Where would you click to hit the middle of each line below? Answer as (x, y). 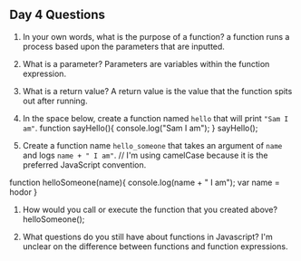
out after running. (55, 101)
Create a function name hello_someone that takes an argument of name (152, 145)
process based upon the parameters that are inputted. (123, 46)
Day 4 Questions (58, 15)
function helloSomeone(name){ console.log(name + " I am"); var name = (145, 182)
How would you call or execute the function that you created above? (150, 209)
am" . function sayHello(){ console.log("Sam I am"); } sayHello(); (140, 128)
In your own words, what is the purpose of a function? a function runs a (156, 36)
